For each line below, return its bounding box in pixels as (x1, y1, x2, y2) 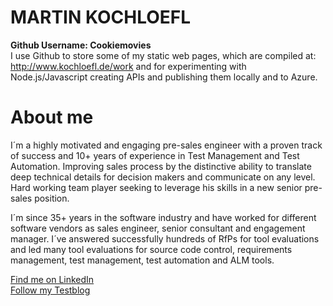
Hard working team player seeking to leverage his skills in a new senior (10, 181, 303, 193)
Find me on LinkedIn (10, 273, 95, 285)
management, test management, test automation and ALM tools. (10, 254, 275, 266)
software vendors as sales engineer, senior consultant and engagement (10, 222, 306, 234)
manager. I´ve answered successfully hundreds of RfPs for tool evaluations (10, 232, 320, 245)
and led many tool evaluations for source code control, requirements (10, 243, 293, 255)
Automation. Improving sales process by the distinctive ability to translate (10, 160, 312, 172)
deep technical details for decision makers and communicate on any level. (10, 171, 316, 183)
